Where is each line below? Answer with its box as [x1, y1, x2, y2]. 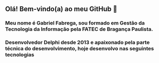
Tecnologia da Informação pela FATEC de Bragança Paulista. [5, 26, 154, 32]
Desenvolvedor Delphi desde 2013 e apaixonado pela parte [5, 39, 150, 46]
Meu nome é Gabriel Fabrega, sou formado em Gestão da [5, 20, 145, 27]
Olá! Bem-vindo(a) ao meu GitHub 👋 [5, 5, 117, 13]
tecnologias [5, 51, 35, 58]
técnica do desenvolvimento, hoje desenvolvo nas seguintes [5, 45, 155, 52]
